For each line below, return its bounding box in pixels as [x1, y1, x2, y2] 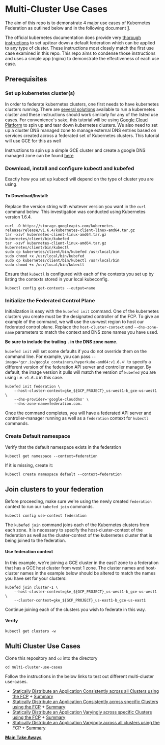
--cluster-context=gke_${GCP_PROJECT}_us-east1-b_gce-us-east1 [14, 598, 146, 603]
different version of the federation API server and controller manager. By [5, 364, 151, 370]
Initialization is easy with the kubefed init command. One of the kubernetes [5, 308, 159, 314]
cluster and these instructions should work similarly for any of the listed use [5, 111, 159, 117]
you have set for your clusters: [5, 575, 67, 581]
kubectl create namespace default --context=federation [5, 472, 122, 477]
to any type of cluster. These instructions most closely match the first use [5, 45, 154, 51]
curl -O [5, 223, 21, 229]
